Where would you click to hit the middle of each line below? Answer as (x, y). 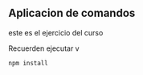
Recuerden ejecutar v (44, 48)
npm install (28, 63)
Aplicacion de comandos (72, 13)
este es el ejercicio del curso (56, 32)
